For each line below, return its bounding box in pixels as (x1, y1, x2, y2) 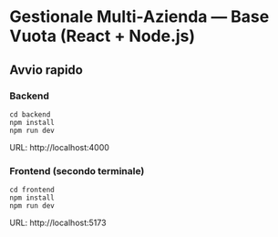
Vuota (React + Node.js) (9, 26, 196, 46)
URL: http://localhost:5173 (9, 217, 107, 229)
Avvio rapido (9, 62, 84, 77)
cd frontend (9, 185, 55, 195)
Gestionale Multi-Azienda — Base (9, 6, 270, 27)
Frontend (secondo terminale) (9, 164, 145, 177)
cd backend (9, 109, 51, 119)
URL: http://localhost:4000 (9, 141, 109, 152)
